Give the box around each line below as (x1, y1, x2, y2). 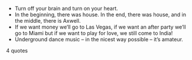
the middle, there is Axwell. (14, 17, 81, 24)
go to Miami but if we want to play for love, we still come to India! (14, 30, 173, 37)
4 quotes (6, 47, 28, 54)
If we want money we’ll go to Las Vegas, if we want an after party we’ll (14, 23, 186, 30)
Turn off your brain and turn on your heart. (14, 5, 118, 12)
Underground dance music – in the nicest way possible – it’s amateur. (14, 36, 183, 43)
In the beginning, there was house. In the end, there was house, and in (14, 11, 186, 18)
